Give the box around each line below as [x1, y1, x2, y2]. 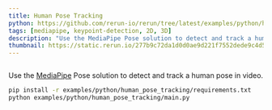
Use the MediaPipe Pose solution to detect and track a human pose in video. [8, 71, 264, 80]
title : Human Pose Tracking [8, 11, 104, 20]
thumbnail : [8, 42, 45, 50]
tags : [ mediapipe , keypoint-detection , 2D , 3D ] [8, 26, 172, 35]
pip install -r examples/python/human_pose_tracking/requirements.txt [8, 86, 252, 95]
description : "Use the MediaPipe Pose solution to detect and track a [8, 34, 252, 43]
